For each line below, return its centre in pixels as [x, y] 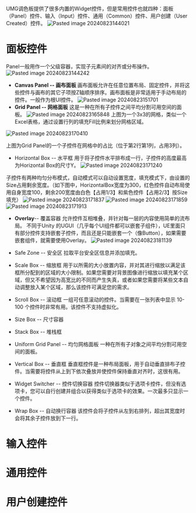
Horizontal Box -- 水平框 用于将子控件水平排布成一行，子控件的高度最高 [100, 158]
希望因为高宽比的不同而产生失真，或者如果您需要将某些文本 [112, 279]
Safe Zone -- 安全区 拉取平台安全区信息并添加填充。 [77, 252]
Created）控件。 [26, 23]
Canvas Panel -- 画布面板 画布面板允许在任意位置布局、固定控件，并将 [99, 85]
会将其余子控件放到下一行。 [48, 418]
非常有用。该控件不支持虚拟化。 [84, 307]
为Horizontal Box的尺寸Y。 [47, 165]
